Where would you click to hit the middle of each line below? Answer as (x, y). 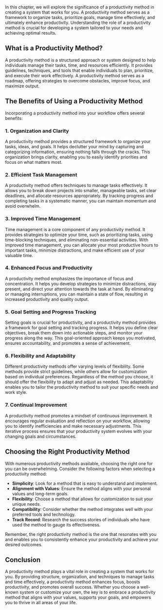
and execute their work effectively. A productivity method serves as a (75, 76)
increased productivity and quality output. (47, 299)
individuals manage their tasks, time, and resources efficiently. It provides (79, 65)
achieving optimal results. (31, 33)
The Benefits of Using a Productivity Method (74, 101)
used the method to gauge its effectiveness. (56, 525)
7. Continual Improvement (36, 405)
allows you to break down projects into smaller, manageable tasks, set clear (81, 191)
